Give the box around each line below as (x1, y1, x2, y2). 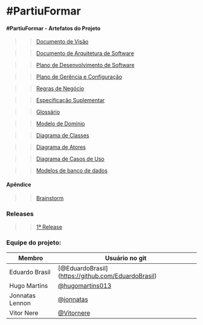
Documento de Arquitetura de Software (36, 50, 135, 57)
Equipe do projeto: (6, 238, 62, 246)
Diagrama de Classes (36, 132, 89, 139)
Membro (18, 254, 43, 263)
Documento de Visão (36, 38, 89, 45)
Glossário (36, 108, 60, 116)
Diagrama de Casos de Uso (36, 156, 105, 163)
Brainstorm (36, 194, 64, 202)
